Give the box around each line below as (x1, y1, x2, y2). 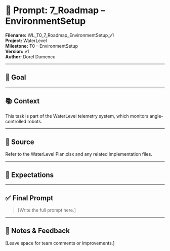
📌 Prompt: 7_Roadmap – (5, 5, 106, 16)
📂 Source (5, 137, 34, 146)
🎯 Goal (5, 73, 26, 82)
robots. (27, 118, 42, 124)
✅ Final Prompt (5, 194, 54, 202)
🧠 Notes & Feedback (5, 227, 70, 235)
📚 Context (5, 97, 40, 105)
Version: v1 (5, 48, 29, 54)
